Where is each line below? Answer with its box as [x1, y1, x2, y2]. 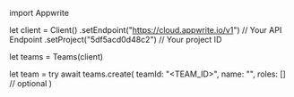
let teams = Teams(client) [9, 52, 104, 61]
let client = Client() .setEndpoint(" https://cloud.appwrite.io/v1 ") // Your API [9, 25, 282, 35]
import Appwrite [9, 8, 70, 18]
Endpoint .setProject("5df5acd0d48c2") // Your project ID [9, 35, 222, 44]
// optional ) [9, 78, 52, 88]
